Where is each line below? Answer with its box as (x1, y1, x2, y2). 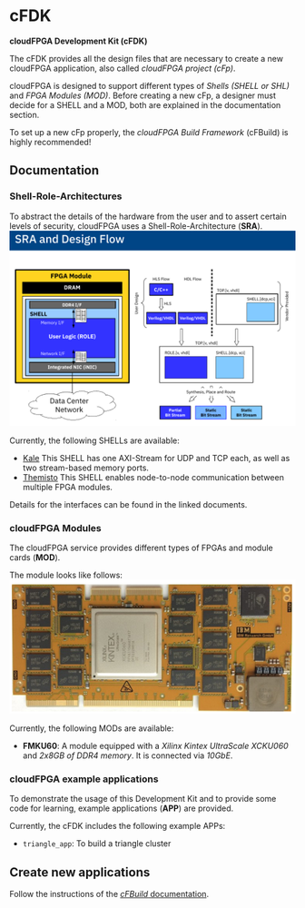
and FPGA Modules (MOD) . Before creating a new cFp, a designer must (9, 90, 277, 101)
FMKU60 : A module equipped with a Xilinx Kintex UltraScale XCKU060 (22, 740, 289, 751)
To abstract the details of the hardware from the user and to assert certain (9, 211, 288, 222)
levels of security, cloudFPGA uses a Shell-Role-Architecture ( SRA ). (9, 220, 263, 232)
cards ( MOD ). (9, 552, 61, 563)
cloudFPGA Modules (9, 522, 102, 535)
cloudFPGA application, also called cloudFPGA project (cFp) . (9, 63, 236, 74)
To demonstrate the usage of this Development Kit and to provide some (9, 794, 277, 804)
